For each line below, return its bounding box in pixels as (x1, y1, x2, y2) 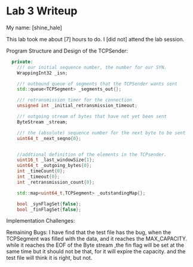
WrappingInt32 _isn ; (17, 70, 68, 76)
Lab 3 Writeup (6, 4, 78, 18)
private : (11, 59, 33, 65)
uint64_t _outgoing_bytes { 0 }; (17, 163, 93, 169)
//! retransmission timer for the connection (17, 97, 133, 103)
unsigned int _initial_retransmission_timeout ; (17, 103, 137, 109)
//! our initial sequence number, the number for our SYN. (17, 64, 167, 70)
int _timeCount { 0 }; (17, 168, 66, 174)
